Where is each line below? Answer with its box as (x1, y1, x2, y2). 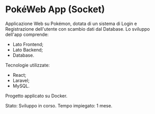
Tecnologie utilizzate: (5, 62, 50, 68)
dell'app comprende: (5, 31, 49, 37)
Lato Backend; (12, 47, 43, 53)
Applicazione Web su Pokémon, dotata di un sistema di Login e (5, 20, 137, 27)
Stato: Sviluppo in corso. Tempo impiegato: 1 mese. (5, 102, 113, 108)
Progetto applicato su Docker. (5, 93, 68, 99)
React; (12, 72, 26, 78)
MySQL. (12, 83, 30, 89)
